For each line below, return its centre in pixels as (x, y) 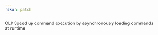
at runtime (15, 28)
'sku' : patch (18, 9)
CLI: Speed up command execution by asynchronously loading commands (79, 23)
